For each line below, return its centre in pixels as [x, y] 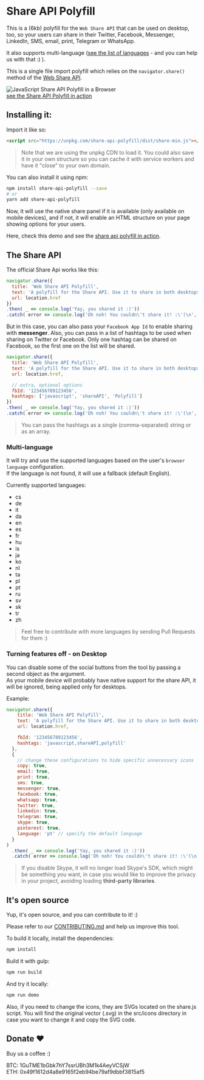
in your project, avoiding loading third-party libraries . [88, 881]
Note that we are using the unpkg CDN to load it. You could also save [107, 152]
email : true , [34, 771]
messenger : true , [39, 788]
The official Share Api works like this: [53, 270]
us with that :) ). [26, 59]
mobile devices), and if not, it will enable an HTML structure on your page [98, 218]
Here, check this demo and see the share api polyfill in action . [83, 236]
